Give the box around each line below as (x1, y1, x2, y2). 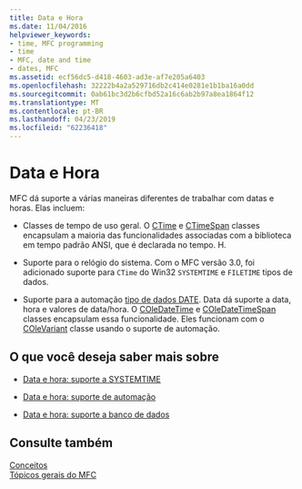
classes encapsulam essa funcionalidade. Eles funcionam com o (22, 313, 265, 324)
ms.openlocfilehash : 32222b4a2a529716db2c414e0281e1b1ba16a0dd (9, 81, 255, 90)
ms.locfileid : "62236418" (9, 124, 107, 133)
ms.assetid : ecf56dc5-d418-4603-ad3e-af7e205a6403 (9, 73, 206, 82)
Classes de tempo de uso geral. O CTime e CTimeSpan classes (22, 219, 261, 230)
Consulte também (9, 435, 114, 451)
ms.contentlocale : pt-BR (9, 107, 104, 116)
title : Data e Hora (9, 13, 84, 23)
